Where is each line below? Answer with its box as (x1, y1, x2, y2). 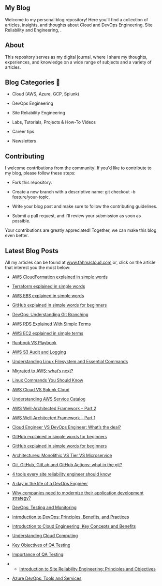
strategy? (12, 495, 31, 501)
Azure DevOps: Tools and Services (12, 575, 82, 581)
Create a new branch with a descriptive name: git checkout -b (12, 189, 135, 195)
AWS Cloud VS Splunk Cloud (12, 387, 70, 393)
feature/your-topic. (12, 194, 50, 200)
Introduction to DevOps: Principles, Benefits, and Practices (12, 514, 129, 520)
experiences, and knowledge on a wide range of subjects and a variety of (5, 59, 152, 65)
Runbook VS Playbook (12, 340, 57, 346)
